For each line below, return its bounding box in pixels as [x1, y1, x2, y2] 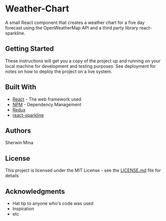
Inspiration [12, 206, 34, 212]
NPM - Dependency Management [12, 101, 82, 107]
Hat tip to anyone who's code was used [12, 201, 93, 206]
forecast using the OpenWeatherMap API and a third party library [5, 24, 138, 30]
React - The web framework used [12, 96, 82, 102]
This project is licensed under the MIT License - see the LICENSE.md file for [5, 168, 161, 174]
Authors [5, 126, 31, 135]
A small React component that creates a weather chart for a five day [5, 19, 145, 25]
